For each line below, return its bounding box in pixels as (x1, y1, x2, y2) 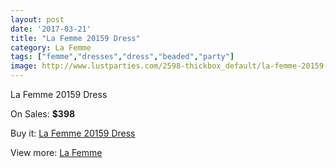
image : (10, 61, 38, 71)
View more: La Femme (10, 147, 103, 158)
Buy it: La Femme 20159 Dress (10, 127, 136, 139)
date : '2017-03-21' (10, 24, 92, 34)
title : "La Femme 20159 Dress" (10, 33, 141, 43)
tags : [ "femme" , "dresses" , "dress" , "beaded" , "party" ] (10, 52, 235, 62)
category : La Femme (10, 42, 92, 53)
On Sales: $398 (10, 108, 76, 120)
